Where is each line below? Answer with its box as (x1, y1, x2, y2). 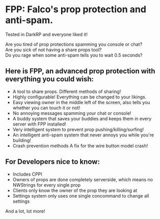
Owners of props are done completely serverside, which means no (12, 176, 153, 182)
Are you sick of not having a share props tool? (5, 46, 102, 53)
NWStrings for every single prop (12, 182, 81, 188)
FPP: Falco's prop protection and (5, 4, 147, 15)
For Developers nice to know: (5, 157, 100, 166)
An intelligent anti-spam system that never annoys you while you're (12, 132, 154, 138)
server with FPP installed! (12, 121, 66, 127)
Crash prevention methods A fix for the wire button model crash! (12, 142, 148, 149)
